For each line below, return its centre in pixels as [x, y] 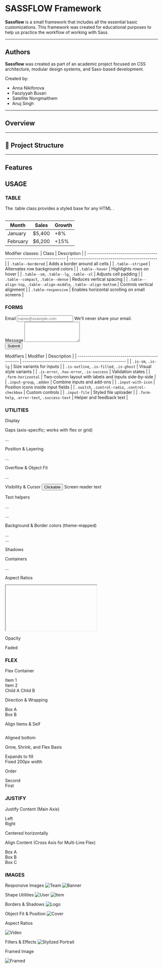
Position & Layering [24, 449]
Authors [18, 52]
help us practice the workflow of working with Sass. [57, 32]
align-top [15, 285]
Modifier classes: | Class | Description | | [46, 253]
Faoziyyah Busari [29, 93]
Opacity [13, 638]
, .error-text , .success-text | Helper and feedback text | [71, 397]
